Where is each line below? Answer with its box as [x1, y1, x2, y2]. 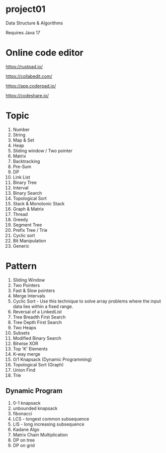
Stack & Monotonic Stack [12, 200, 65, 206]
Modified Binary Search [12, 335, 62, 341]
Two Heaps [12, 324, 37, 330]
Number [12, 126, 30, 133]
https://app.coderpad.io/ [5, 83, 56, 89]
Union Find [12, 367, 35, 373]
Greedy [12, 216, 29, 222]
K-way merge [12, 351, 41, 357]
